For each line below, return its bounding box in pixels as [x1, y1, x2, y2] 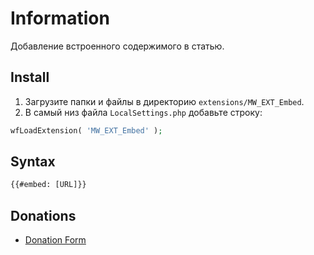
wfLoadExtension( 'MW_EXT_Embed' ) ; [10, 125, 163, 136]
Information [10, 7, 110, 30]
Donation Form [24, 234, 87, 246]
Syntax [10, 153, 56, 171]
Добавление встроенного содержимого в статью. [10, 40, 225, 52]
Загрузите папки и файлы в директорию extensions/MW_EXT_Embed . [24, 95, 305, 107]
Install [10, 69, 50, 86]
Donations [10, 207, 77, 224]
